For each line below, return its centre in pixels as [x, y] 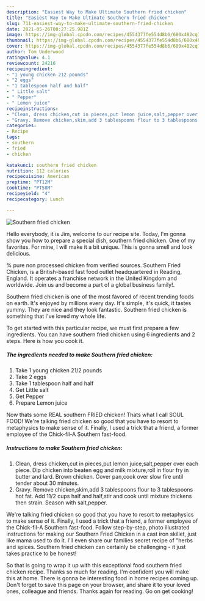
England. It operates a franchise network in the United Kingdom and [92, 278]
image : [15, 35]
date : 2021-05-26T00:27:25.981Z [47, 29]
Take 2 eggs [31, 377]
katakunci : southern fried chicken [52, 165]
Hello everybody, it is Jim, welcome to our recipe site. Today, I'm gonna [96, 234]
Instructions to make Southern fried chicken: [65, 448]
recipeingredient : [30, 69]
